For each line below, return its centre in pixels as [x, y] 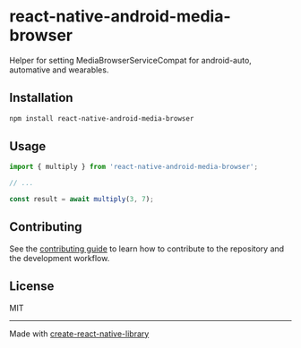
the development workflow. [60, 258]
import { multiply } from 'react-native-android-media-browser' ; [133, 167]
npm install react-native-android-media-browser [102, 118]
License [32, 287]
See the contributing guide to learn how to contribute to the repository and [147, 249]
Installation [41, 98]
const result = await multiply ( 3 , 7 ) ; [82, 199]
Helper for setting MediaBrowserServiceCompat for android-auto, [131, 60]
